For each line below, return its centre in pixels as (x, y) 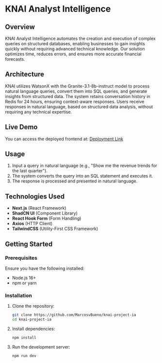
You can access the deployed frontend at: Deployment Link (64, 139)
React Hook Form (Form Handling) (47, 218)
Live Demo (21, 127)
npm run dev (24, 356)
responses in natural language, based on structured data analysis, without (79, 107)
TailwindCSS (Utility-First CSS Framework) (55, 229)
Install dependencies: (33, 329)
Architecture (25, 74)
